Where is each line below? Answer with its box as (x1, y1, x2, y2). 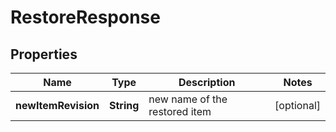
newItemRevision (15, 99, 100, 112)
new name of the (148, 92, 228, 106)
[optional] (274, 99, 321, 112)
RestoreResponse (10, 6, 161, 29)
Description (178, 76, 236, 89)
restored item (148, 105, 212, 118)
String (109, 99, 140, 112)
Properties (10, 46, 78, 63)
